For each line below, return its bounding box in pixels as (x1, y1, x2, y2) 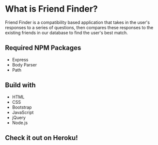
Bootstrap (12, 104, 32, 110)
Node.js (12, 120, 28, 126)
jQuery (12, 114, 26, 120)
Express (12, 57, 29, 63)
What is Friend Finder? (5, 3, 98, 15)
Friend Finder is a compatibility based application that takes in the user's (5, 19, 150, 25)
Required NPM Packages (5, 44, 81, 52)
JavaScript (12, 109, 34, 115)
